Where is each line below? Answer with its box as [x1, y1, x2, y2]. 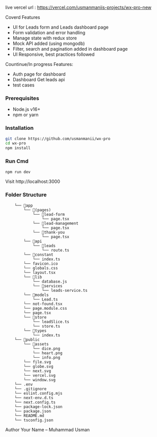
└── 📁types [23, 328, 47, 333]
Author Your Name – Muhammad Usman [5, 426, 90, 432]
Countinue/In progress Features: [5, 61, 73, 67]
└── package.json [14, 408, 51, 413]
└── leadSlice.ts [32, 319, 70, 324]
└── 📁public [14, 337, 40, 342]
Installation [5, 125, 34, 132]
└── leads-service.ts [41, 288, 88, 293]
